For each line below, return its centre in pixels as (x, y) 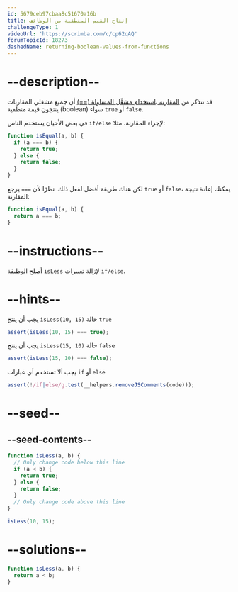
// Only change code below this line (69, 463)
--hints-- (34, 299)
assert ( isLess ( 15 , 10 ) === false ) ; (60, 359)
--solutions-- (47, 550)
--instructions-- (56, 251)
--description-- (54, 82)
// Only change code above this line (69, 502)
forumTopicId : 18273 (38, 40)
